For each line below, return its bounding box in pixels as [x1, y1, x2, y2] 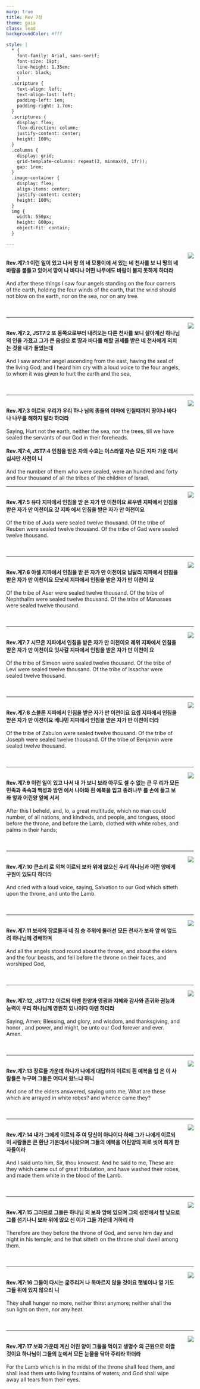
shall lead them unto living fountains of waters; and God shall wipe [6, 1369, 169, 1376]
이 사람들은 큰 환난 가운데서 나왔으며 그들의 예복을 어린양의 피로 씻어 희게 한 [6, 1138, 180, 1145]
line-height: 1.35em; [17, 64, 70, 70]
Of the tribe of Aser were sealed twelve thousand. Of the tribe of [6, 589, 165, 596]
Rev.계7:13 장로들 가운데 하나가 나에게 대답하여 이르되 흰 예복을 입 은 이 [6, 1067, 171, 1074]
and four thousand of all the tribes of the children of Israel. [6, 474, 150, 481]
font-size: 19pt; [17, 58, 60, 64]
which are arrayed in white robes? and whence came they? [6, 1094, 151, 1101]
